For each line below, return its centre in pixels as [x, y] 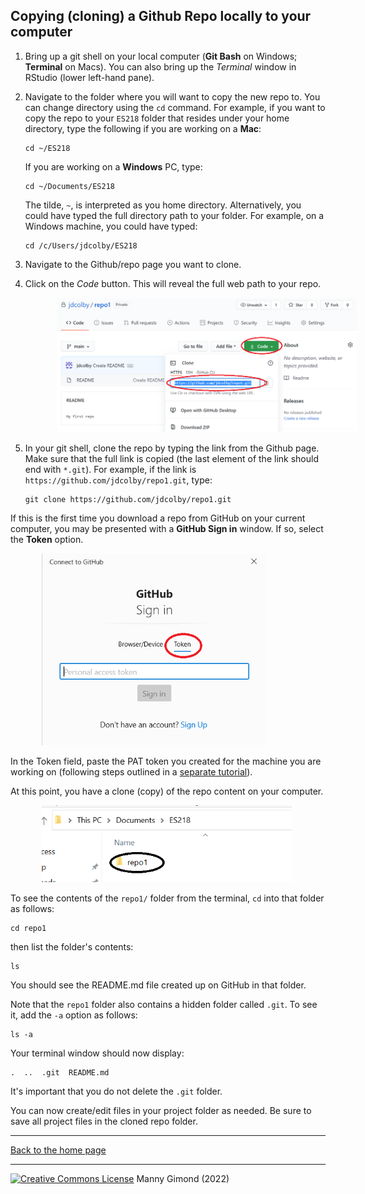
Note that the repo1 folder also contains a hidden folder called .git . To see [164, 1005]
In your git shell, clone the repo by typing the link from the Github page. [172, 448]
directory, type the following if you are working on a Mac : [143, 128]
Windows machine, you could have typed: [111, 226]
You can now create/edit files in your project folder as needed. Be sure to [161, 1111]
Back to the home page [58, 1150]
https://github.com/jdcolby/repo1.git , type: [118, 480]
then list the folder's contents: [72, 947]
